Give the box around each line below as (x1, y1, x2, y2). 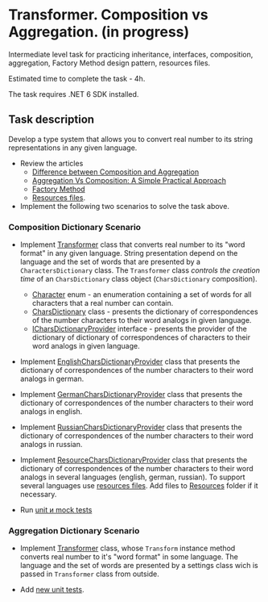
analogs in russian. (19, 440, 83, 449)
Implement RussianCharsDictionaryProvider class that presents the (19, 422, 243, 433)
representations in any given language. (8, 143, 138, 153)
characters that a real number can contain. (31, 299, 174, 308)
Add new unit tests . (19, 585, 85, 595)
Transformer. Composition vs (8, 6, 208, 24)
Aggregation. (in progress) (8, 23, 190, 41)
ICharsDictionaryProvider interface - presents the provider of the (31, 324, 247, 334)
